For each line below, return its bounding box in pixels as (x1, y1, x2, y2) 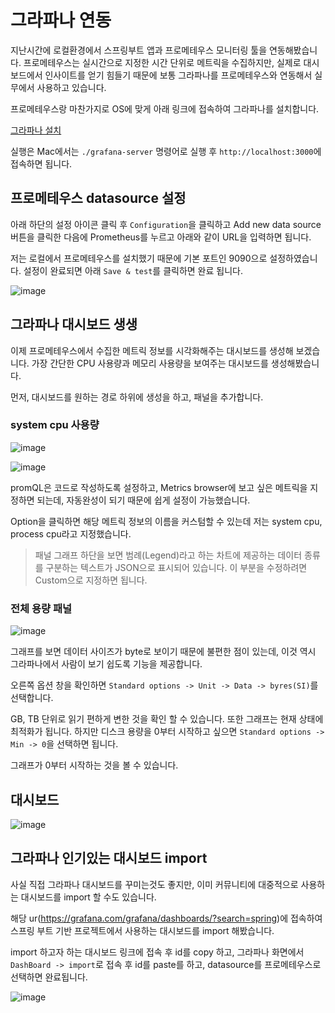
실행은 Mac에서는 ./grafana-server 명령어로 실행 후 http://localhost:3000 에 (10, 145, 322, 157)
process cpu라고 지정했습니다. (10, 527, 132, 540)
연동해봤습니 (268, 44, 318, 56)
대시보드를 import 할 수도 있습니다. (20, 891, 157, 903)
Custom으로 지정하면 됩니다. (34, 574, 148, 586)
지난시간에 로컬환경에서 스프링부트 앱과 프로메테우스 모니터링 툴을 (10, 44, 268, 56)
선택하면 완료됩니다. (10, 971, 88, 983)
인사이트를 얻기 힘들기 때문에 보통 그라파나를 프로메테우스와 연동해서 (44, 69, 313, 81)
